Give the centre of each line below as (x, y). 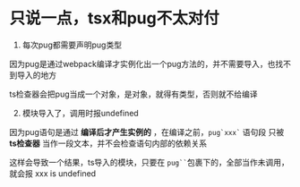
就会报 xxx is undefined (53, 173)
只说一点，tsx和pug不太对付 (114, 18)
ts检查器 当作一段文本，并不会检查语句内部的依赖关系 (108, 143)
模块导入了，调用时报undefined (80, 113)
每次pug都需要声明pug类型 (72, 45)
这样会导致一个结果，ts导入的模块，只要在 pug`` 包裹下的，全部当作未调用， (149, 162)
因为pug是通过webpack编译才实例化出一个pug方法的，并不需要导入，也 (142, 64)
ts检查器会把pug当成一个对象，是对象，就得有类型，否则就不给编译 (133, 94)
